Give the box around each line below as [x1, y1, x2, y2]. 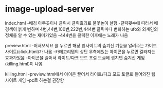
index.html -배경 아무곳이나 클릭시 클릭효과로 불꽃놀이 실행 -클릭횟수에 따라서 [5, 20, 153, 26]
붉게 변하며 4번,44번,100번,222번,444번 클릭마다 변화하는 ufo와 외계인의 [18, 26, 158, 32]
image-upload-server [5, 3, 94, 15]
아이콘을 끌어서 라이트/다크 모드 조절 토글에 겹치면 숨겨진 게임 [27, 54, 145, 60]
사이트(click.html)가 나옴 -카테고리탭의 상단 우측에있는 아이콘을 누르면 [5, 49, 139, 54]
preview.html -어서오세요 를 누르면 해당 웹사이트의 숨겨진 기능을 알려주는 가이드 [5, 42, 157, 48]
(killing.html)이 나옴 [5, 61, 43, 67]
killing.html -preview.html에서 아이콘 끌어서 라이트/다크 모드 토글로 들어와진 [5, 71, 150, 77]
